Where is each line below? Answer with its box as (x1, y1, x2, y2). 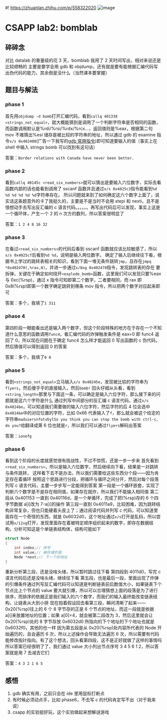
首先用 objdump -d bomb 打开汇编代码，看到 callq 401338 (5, 113, 118, 119)
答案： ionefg (5, 432, 32, 438)
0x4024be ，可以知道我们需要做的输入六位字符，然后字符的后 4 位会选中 (5, 404, 151, 410)
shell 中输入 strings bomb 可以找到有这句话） (5, 144, 98, 150)
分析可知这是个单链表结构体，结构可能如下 (13, 526, 101, 532)
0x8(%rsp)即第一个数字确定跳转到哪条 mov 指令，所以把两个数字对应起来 (5, 283, 156, 289)
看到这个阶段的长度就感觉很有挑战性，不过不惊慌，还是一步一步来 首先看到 (5, 457, 159, 463)
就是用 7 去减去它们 (9, 650, 50, 656)
